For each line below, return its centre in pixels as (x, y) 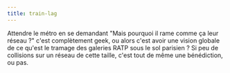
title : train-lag (32, 13)
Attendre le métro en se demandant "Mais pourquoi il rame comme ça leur (113, 33)
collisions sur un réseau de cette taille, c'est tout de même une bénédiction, (115, 55)
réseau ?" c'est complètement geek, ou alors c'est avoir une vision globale (114, 40)
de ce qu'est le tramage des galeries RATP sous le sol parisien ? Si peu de (113, 48)
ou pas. (18, 62)
